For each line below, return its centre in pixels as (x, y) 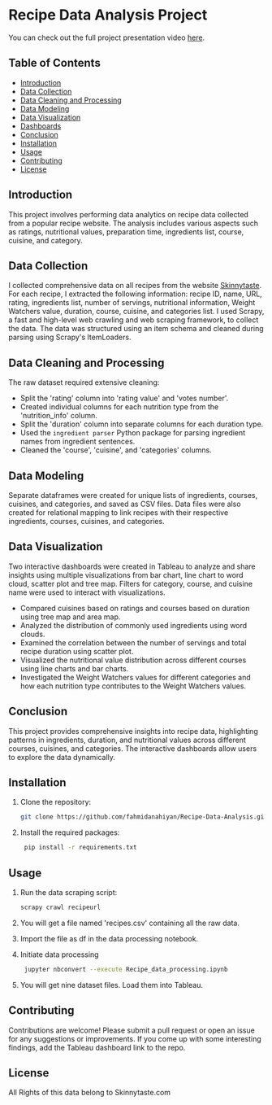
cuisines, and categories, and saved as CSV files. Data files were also (125, 504)
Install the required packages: (70, 832)
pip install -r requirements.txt (80, 848)
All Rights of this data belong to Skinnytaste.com (90, 1093)
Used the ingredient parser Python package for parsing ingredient (133, 433)
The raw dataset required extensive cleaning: (84, 382)
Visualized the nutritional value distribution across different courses (133, 660)
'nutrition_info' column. (58, 416)
